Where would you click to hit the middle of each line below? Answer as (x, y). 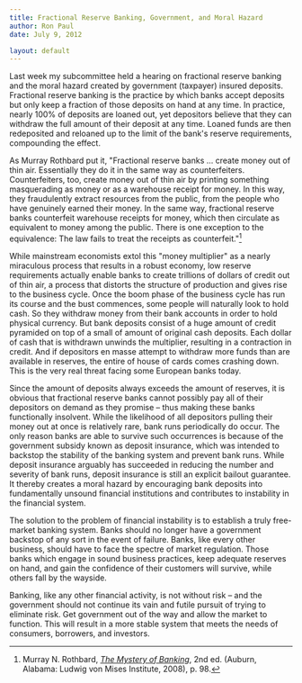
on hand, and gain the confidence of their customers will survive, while (141, 568)
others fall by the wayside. (58, 578)
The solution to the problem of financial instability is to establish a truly (140, 520)
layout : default (40, 50)
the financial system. (48, 503)
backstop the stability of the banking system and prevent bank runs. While (147, 454)
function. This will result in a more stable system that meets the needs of (144, 624)
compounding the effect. (55, 143)
